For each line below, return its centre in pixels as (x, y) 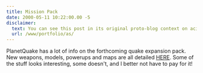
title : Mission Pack (32, 12)
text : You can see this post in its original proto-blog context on (100, 28)
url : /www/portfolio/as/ (43, 34)
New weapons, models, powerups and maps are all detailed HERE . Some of (100, 57)
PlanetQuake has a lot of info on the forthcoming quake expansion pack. (96, 51)
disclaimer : (21, 23)
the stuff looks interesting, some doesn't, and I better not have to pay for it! (100, 64)
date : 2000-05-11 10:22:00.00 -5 (48, 17)
